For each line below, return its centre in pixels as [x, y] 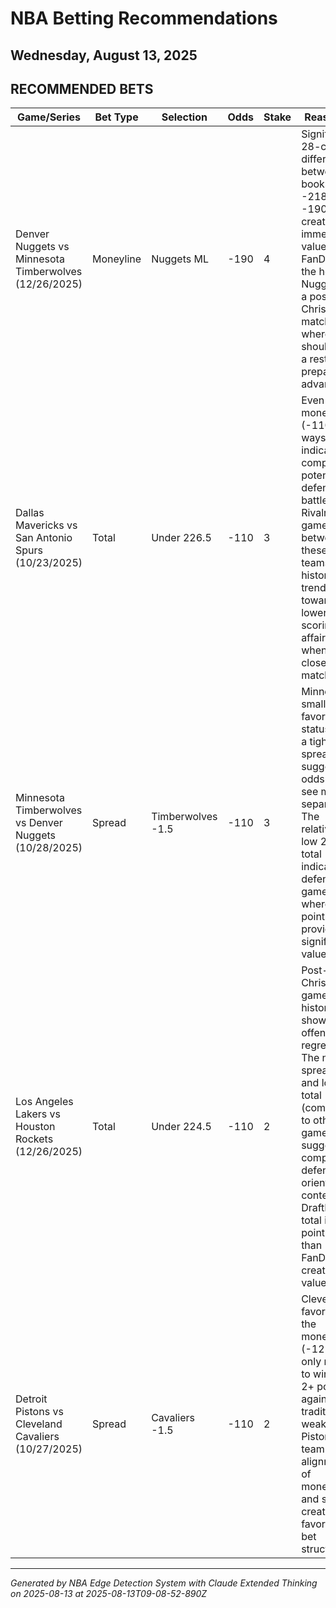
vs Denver [39, 823]
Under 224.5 [181, 1127]
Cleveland [39, 1424]
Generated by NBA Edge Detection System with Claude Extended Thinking [164, 1583]
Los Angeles [44, 1102]
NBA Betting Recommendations [144, 18]
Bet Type [116, 117]
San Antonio [44, 538]
